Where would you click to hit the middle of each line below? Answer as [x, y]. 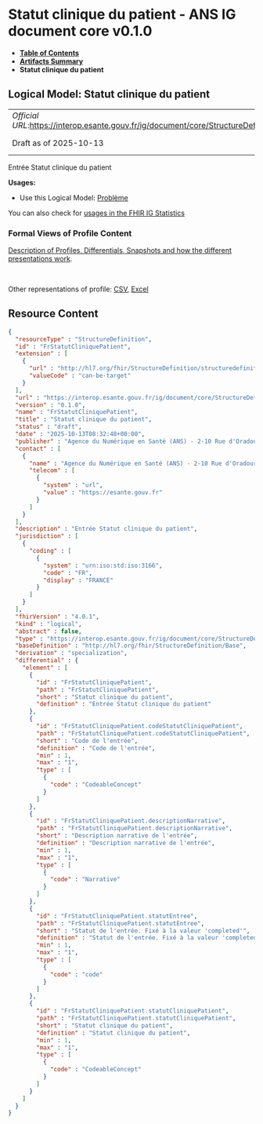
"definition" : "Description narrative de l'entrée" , [126, 843]
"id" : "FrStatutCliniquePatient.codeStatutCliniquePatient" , [140, 727]
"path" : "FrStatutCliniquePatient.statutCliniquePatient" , [136, 1019]
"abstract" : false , [49, 631]
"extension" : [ [41, 354]
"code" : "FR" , [67, 573]
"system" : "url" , [73, 485]
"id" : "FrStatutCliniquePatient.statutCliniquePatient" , [133, 1011]
